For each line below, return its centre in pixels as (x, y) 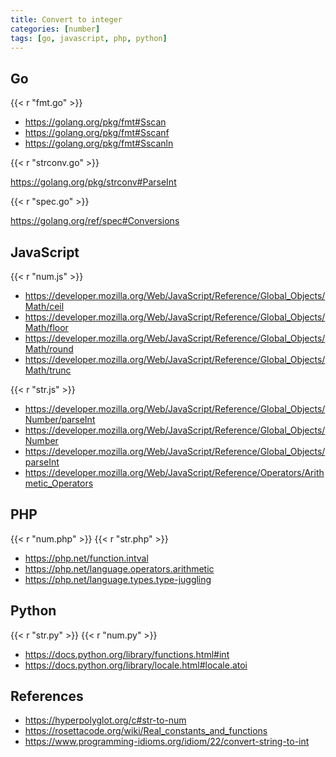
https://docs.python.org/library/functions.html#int (127, 654)
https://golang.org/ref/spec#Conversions (95, 221)
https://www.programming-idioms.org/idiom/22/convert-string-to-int (167, 742)
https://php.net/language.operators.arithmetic (119, 568)
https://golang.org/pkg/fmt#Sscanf (97, 133)
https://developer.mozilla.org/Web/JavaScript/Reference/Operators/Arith (174, 472)
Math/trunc (48, 370)
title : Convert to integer (66, 19)
